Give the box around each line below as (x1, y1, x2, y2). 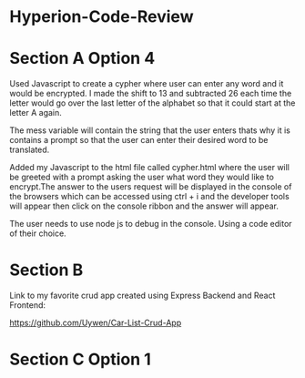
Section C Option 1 (9, 349, 152, 370)
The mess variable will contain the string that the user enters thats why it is (9, 125, 291, 136)
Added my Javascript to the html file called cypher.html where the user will (9, 162, 290, 173)
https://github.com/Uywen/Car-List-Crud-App (9, 317, 182, 329)
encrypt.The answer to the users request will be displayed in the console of (9, 181, 292, 192)
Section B (9, 260, 84, 281)
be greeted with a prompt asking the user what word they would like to (9, 171, 275, 183)
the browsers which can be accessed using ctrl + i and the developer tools (9, 191, 290, 202)
